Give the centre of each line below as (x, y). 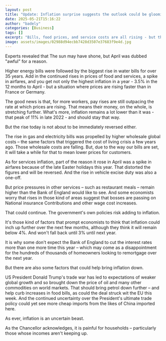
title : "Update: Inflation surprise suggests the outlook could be (76, 14)
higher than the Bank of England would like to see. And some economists (80, 192)
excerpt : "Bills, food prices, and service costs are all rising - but (80, 38)
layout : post (19, 10)
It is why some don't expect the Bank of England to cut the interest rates (79, 242)
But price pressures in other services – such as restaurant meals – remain (80, 187)
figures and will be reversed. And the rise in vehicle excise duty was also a (81, 172)
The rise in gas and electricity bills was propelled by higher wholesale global (83, 136)
